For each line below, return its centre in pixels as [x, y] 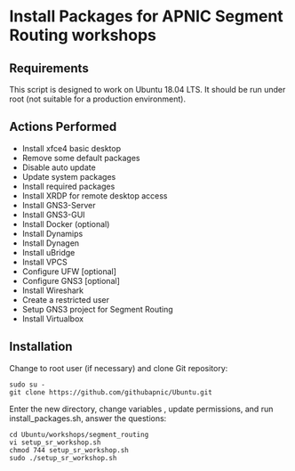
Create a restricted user [65, 299]
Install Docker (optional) [66, 223]
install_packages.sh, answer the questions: [88, 418]
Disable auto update [59, 167]
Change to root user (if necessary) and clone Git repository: [119, 368]
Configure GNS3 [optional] [71, 280]
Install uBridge [48, 252]
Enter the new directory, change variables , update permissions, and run [141, 409]
